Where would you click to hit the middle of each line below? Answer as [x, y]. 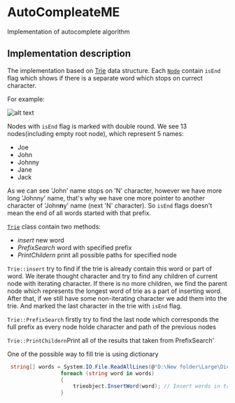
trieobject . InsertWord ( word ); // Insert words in [147, 386]
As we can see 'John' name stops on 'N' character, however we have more [115, 191]
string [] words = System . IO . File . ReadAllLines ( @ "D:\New [93, 367]
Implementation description [69, 54]
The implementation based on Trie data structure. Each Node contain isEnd [114, 70]
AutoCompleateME [64, 12]
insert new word [41, 240]
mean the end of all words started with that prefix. [79, 213]
